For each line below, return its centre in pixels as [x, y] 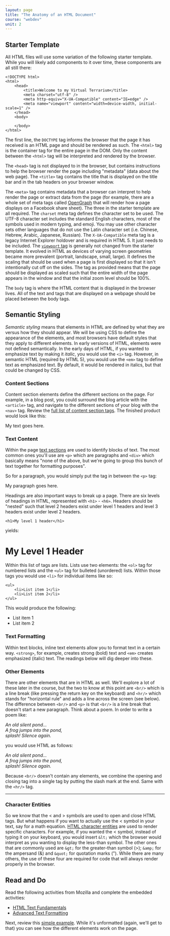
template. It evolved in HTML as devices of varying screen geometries [78, 251]
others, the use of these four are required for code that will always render [82, 859]
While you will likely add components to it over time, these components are [83, 62]
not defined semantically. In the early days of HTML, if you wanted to [77, 348]
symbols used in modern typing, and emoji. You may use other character [81, 224]
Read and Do [26, 880]
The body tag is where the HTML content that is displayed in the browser [80, 288]
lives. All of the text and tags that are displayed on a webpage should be [80, 294]
